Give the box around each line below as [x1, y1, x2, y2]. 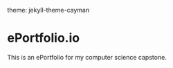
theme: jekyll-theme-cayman [7, 6, 90, 14]
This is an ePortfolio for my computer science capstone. [7, 53, 167, 61]
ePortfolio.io [7, 31, 80, 46]
